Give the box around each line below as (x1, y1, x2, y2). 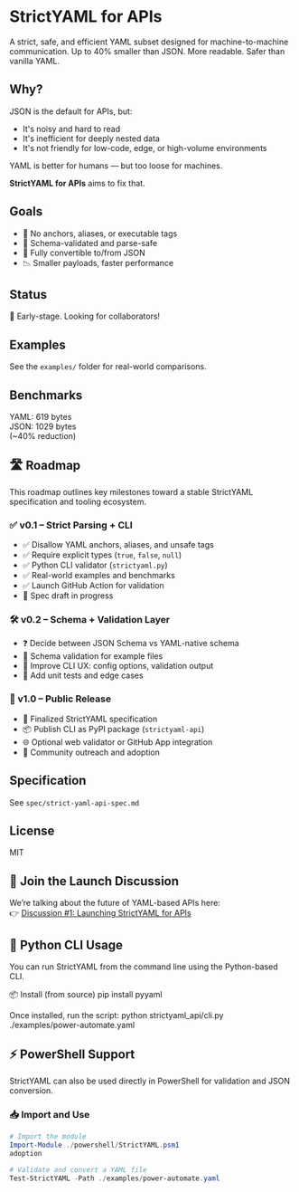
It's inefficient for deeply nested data (22, 133, 161, 144)
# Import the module (9, 1132, 88, 1141)
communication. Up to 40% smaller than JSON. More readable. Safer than (9, 45, 285, 56)
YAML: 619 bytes (9, 412, 72, 422)
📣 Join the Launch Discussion (9, 873, 179, 889)
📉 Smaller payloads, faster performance (22, 257, 174, 268)
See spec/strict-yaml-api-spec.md (9, 796, 140, 807)
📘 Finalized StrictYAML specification (22, 713, 158, 724)
